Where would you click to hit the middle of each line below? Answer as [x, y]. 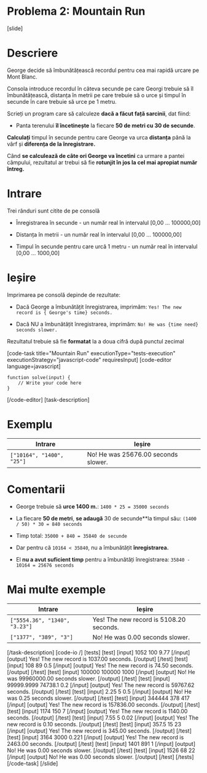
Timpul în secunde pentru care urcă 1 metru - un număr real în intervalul [107, 246]
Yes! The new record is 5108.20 [139, 619]
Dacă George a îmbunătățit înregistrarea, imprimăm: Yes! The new [99, 307]
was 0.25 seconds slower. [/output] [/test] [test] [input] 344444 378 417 [98, 698]
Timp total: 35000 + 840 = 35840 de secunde [72, 535]
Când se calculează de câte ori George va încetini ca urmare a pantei [96, 155]
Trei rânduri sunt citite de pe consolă [53, 211]
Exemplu [30, 424]
